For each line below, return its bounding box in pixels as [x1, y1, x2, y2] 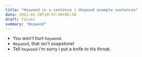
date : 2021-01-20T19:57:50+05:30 [5, 12, 77, 17]
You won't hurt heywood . [12, 35, 63, 41]
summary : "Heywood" [5, 21, 47, 27]
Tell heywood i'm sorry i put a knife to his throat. [12, 46, 111, 52]
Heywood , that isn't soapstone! [12, 41, 75, 47]
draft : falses [5, 17, 36, 22]
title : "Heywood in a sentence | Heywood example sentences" [5, 7, 138, 13]
